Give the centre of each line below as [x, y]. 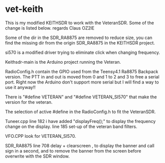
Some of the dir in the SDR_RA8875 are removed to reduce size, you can [79, 38]
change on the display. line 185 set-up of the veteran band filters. [71, 126]
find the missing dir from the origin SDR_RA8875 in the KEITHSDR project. [80, 42]
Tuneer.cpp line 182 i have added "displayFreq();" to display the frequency [81, 121]
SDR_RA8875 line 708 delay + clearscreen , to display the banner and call [80, 145]
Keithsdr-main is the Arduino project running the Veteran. [63, 62]
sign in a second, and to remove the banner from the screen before [73, 151]
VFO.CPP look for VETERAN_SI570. [41, 136]
